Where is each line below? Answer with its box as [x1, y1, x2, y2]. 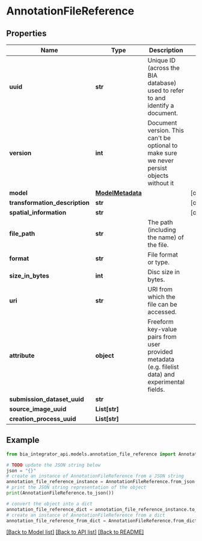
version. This [147, 127, 185, 134]
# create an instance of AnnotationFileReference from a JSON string [6, 473, 185, 480]
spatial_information [9, 208, 67, 216]
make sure [147, 149, 177, 157]
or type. [147, 258, 170, 266]
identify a [147, 101, 174, 110]
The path [147, 218, 173, 227]
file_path [9, 230, 35, 237]
